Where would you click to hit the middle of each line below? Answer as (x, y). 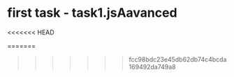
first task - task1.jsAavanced (92, 13)
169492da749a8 (152, 66)
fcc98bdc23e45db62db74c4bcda (178, 59)
